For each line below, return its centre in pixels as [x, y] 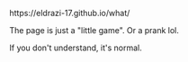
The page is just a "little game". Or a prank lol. [94, 30]
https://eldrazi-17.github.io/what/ [70, 13]
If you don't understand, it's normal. [76, 48]
